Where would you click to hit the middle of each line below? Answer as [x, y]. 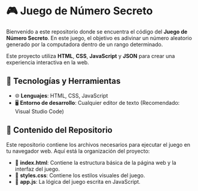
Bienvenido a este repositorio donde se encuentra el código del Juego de [97, 31]
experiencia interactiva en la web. [48, 62]
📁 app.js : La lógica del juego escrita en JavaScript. [77, 181]
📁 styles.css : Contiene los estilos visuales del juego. [80, 175]
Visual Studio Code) [39, 111]
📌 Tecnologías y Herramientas [63, 81]
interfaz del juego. [37, 169]
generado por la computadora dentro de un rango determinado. [85, 44]
